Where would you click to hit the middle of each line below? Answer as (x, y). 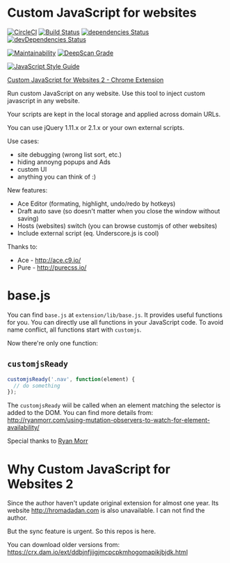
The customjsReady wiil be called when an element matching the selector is (114, 405)
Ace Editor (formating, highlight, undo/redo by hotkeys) (96, 204)
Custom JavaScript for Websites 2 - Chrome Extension (85, 80)
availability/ (23, 427)
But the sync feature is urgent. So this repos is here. (82, 531)
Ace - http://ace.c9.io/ (49, 260)
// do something (37, 386)
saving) (28, 218)
